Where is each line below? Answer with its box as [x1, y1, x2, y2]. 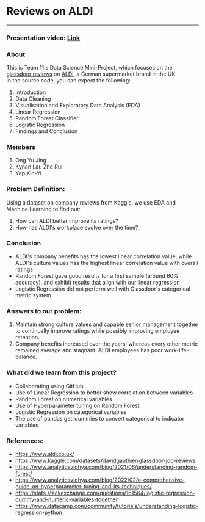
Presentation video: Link [6, 34, 81, 42]
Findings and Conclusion [15, 128, 78, 135]
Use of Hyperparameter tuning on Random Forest [15, 402, 140, 409]
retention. [15, 334, 40, 341]
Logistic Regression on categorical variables [15, 408, 127, 416]
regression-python [15, 509, 62, 516]
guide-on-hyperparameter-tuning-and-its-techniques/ [15, 482, 153, 490]
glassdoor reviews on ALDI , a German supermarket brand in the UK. [6, 70, 177, 78]
